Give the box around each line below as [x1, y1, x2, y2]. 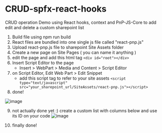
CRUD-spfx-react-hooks [5, 3, 107, 15]
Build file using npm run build [12, 34, 71, 40]
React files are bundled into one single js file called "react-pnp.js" [12, 39, 144, 45]
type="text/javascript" [19, 80, 68, 85]
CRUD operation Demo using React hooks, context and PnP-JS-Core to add [5, 19, 157, 25]
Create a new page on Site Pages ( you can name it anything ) [12, 50, 136, 55]
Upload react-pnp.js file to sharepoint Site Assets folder [12, 44, 124, 50]
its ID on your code [12, 113, 50, 118]
